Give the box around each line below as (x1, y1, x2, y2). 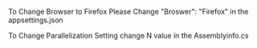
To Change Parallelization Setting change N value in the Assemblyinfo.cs (8, 31, 249, 40)
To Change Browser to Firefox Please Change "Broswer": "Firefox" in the (8, 7, 249, 16)
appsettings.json (8, 15, 63, 25)
